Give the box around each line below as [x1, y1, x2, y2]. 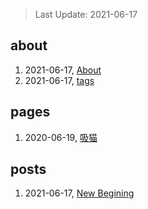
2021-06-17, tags [24, 74, 95, 86]
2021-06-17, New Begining [24, 187, 135, 199]
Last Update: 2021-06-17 [34, 9, 138, 20]
